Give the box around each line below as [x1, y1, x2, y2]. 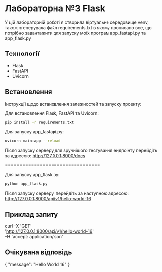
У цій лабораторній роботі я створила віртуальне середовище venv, [5, 19, 149, 25]
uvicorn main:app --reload [5, 138, 61, 144]
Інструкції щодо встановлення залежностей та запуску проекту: [5, 101, 142, 107]
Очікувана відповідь [5, 248, 72, 257]
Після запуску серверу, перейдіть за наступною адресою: [5, 190, 129, 196]
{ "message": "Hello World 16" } [5, 261, 70, 267]
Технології [5, 50, 40, 58]
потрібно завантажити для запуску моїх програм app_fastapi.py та [5, 30, 146, 36]
